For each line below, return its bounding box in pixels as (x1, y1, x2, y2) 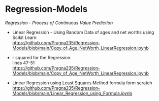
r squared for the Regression (12, 54, 70, 60)
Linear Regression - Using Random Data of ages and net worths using (12, 29, 154, 35)
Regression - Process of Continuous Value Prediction (5, 20, 113, 26)
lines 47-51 (12, 60, 35, 66)
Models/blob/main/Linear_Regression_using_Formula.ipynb (12, 90, 132, 96)
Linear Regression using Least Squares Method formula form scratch (12, 80, 153, 86)
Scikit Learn (12, 34, 37, 40)
